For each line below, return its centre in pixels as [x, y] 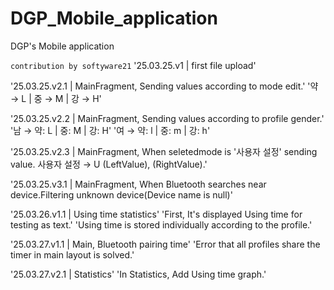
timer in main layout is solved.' [72, 254]
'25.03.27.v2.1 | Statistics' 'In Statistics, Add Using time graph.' [138, 274]
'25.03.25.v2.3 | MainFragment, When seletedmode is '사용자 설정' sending [164, 151]
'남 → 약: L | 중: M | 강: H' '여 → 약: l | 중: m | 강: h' [110, 130]
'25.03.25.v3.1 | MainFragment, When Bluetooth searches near [138, 184]
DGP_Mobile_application [114, 18]
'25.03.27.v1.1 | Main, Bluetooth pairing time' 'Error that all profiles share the [165, 244]
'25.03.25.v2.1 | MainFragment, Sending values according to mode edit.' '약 [164, 86]
